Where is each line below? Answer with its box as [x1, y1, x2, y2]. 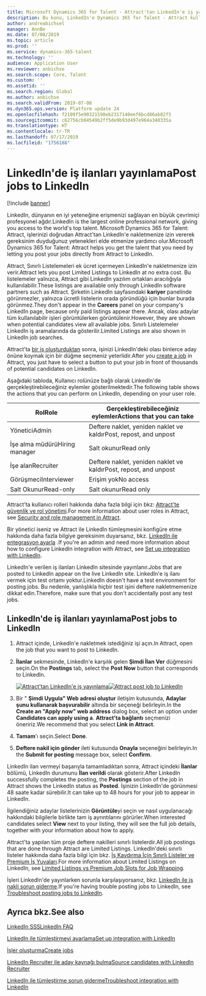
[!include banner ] [7, 199, 51, 207]
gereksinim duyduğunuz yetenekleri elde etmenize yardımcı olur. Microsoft [7, 237, 194, 245]
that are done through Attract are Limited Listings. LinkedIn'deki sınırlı [7, 845, 182, 852]
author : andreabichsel [7, 20, 65, 26]
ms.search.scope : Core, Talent [7, 72, 87, 78]
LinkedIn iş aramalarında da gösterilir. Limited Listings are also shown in [7, 327, 186, 334]
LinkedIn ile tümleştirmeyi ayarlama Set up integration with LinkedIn [7, 935, 175, 942]
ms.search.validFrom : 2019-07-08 [7, 100, 92, 106]
